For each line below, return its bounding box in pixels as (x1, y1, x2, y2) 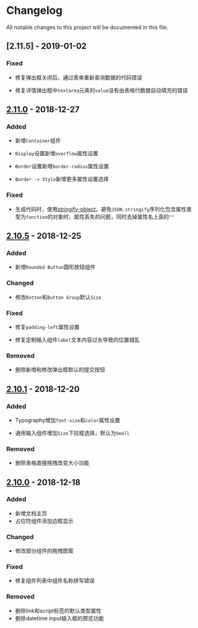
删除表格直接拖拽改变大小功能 (14, 460, 89, 467)
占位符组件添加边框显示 (14, 517, 74, 524)
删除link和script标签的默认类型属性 (14, 607, 101, 614)
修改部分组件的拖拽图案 (14, 547, 74, 554)
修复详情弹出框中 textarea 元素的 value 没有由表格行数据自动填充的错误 (14, 86, 188, 94)
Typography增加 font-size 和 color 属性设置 (14, 416, 121, 423)
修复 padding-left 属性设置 (14, 323, 80, 330)
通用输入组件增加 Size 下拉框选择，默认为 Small (14, 429, 130, 437)
